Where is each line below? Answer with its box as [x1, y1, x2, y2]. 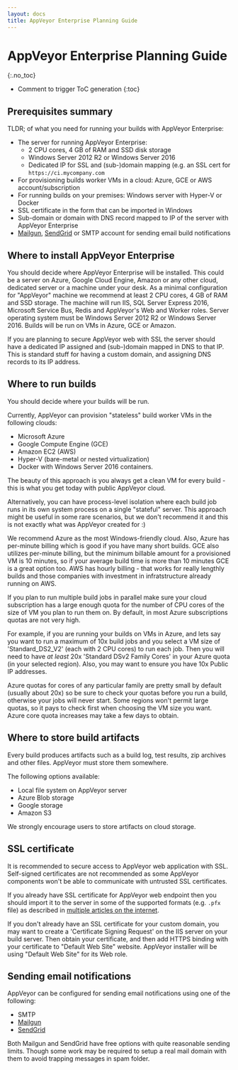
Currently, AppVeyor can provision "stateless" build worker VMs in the [7, 410, 212, 419]
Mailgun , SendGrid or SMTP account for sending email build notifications [17, 229, 231, 237]
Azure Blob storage [17, 793, 74, 802]
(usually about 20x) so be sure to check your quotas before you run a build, [7, 688, 228, 697]
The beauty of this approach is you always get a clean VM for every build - [7, 476, 226, 484]
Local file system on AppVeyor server [17, 786, 127, 794]
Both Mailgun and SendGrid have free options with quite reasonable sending [7, 1039, 230, 1048]
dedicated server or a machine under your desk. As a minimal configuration [7, 284, 228, 292]
